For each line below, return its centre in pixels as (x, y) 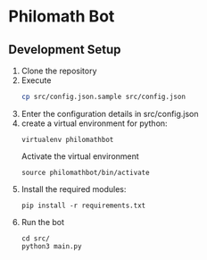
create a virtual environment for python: (94, 123)
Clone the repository (59, 71)
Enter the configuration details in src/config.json (110, 113)
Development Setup (65, 50)
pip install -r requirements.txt (83, 205)
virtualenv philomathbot (67, 139)
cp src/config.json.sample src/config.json (103, 96)
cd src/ (35, 239)
